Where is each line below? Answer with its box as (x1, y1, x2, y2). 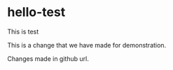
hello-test (7, 4, 66, 20)
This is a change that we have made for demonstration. (7, 41, 167, 49)
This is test (7, 27, 39, 36)
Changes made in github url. (7, 54, 89, 63)
